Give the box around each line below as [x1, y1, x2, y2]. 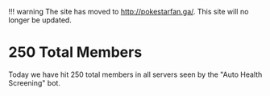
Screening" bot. [8, 78, 60, 87]
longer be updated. [8, 15, 73, 25]
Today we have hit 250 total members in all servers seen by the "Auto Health [8, 70, 263, 79]
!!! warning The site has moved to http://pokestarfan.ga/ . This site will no [8, 7, 249, 16]
